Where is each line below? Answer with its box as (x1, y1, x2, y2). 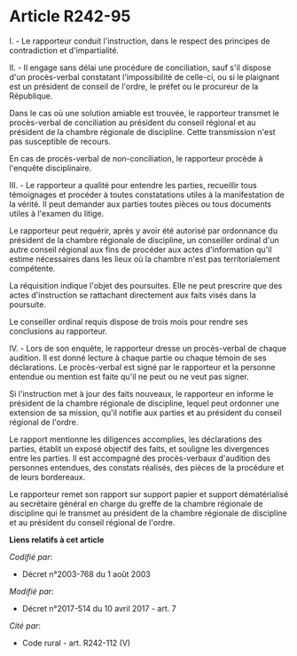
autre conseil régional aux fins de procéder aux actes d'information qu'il (9, 244, 272, 255)
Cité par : (9, 620, 42, 631)
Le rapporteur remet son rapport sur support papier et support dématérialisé (9, 488, 289, 499)
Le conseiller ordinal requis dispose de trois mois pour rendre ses (9, 316, 248, 327)
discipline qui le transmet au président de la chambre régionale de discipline (9, 508, 287, 518)
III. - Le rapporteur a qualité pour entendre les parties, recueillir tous (9, 179, 257, 190)
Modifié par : (9, 586, 55, 597)
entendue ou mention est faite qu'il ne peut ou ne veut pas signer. (9, 371, 250, 382)
